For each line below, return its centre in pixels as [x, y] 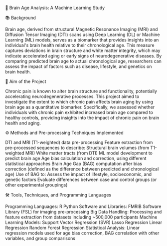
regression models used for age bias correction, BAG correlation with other [82, 233]
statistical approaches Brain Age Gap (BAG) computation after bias [74, 163]
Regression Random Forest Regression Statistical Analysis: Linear [72, 228]
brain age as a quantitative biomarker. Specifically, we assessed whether [80, 107]
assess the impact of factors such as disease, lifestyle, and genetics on [79, 66]
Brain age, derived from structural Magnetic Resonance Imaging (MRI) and [82, 29]
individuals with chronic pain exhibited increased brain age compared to [79, 112]
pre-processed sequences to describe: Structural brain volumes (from [77, 148]
